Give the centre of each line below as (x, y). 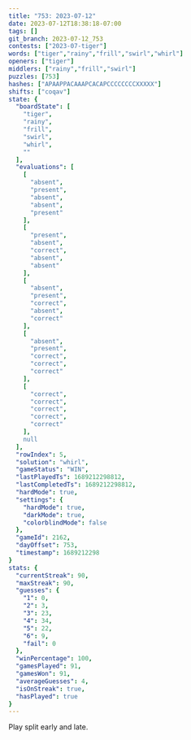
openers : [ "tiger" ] (41, 62)
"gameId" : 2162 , (43, 538)
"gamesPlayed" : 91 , (49, 666)
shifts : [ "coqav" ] (39, 91)
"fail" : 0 (40, 643)
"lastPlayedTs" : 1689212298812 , (71, 477)
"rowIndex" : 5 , (41, 455)
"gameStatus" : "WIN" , (52, 470)
